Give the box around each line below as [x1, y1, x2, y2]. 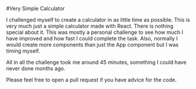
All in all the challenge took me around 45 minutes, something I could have [6, 59, 187, 66]
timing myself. [6, 47, 40, 54]
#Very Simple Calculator [6, 5, 65, 12]
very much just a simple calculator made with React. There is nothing [6, 23, 174, 29]
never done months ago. [6, 65, 66, 72]
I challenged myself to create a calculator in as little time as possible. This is [6, 16, 190, 23]
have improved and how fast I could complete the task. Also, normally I [6, 35, 178, 42]
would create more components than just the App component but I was [6, 41, 179, 48]
